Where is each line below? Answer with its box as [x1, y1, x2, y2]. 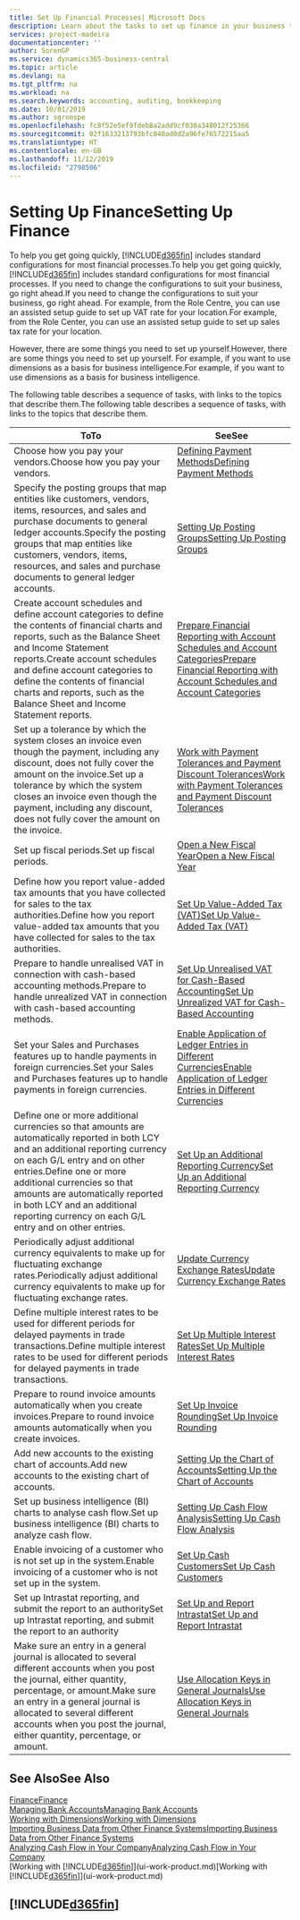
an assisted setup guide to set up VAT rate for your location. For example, [9, 307, 278, 318]
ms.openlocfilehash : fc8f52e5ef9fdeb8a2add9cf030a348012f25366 [9, 122, 250, 131]
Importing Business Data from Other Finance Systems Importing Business [9, 1823, 279, 1834]
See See [214, 430, 248, 442]
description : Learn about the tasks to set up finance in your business [9, 21, 286, 30]
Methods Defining [177, 456, 250, 468]
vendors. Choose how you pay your [13, 456, 161, 468]
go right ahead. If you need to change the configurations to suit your [9, 288, 259, 299]
